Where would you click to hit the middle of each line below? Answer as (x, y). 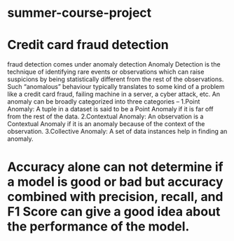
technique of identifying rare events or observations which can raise (106, 72)
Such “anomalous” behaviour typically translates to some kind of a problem (116, 87)
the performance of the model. (98, 227)
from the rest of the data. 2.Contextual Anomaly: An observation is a (105, 116)
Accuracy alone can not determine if (115, 167)
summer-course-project (80, 13)
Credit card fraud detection (88, 45)
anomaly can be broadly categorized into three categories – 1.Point (104, 102)
